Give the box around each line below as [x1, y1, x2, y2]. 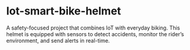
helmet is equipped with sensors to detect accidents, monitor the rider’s [6, 30, 185, 37]
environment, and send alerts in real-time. [6, 37, 110, 44]
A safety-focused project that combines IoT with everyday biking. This [6, 24, 180, 31]
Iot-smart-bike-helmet [6, 4, 121, 18]
